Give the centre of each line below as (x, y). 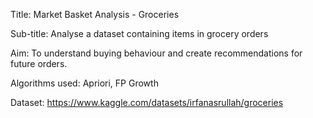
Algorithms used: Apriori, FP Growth (84, 83)
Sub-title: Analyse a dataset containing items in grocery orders (139, 33)
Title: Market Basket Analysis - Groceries (95, 14)
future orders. (39, 63)
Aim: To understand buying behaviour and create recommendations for (156, 53)
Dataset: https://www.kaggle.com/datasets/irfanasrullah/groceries (147, 102)
